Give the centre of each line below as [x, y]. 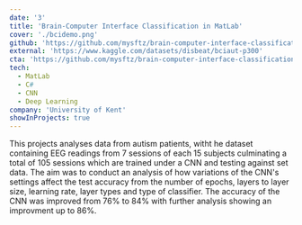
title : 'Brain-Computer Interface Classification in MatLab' [126, 26]
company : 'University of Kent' [68, 110]
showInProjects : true [50, 118]
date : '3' [28, 18]
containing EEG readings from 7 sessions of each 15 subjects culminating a [148, 153]
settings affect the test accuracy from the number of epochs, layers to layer [149, 182]
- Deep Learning [48, 101]
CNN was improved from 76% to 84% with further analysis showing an [141, 201]
